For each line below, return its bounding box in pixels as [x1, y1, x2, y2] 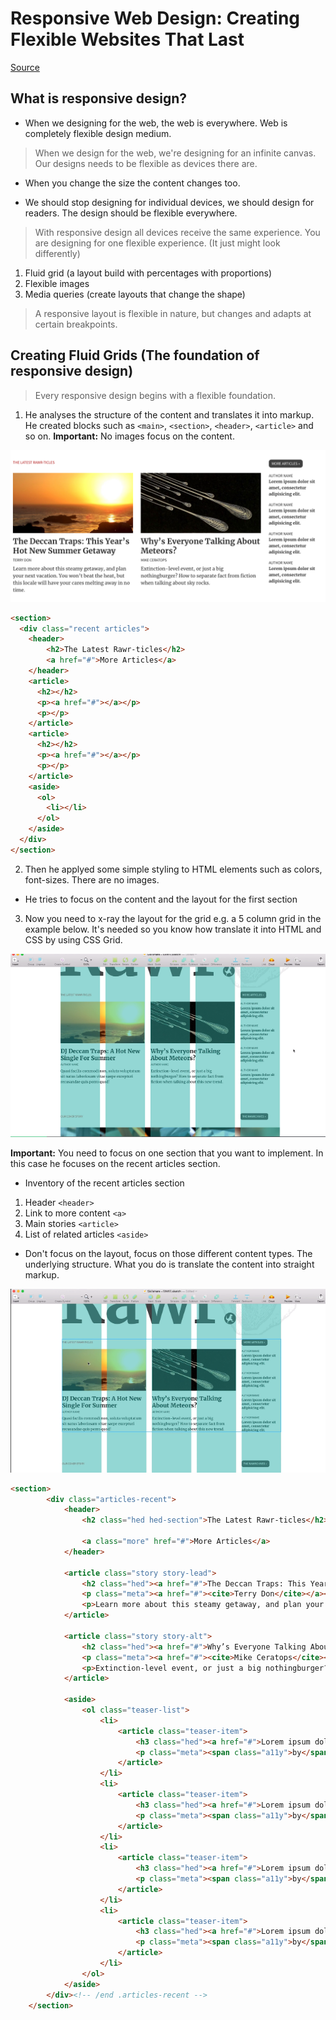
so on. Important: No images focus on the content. [24, 430, 235, 442]
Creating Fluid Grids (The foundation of [10, 347, 260, 364]
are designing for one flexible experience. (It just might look [34, 237, 281, 249]
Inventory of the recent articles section [24, 1177, 185, 1189]
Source [10, 61, 40, 73]
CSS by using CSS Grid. [24, 933, 123, 946]
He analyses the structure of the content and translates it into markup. [24, 408, 315, 421]
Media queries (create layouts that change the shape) [24, 288, 246, 300]
